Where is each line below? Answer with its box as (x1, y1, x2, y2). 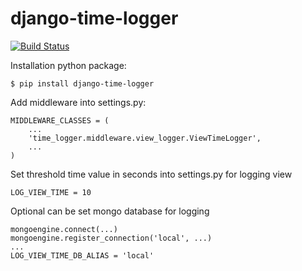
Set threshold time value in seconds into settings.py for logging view (10, 168, 293, 180)
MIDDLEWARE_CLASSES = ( (10, 115, 110, 126)
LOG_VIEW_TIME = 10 (10, 187, 92, 197)
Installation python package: (10, 59, 127, 71)
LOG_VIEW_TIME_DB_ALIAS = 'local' (10, 250, 155, 261)
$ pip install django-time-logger (10, 78, 155, 89)
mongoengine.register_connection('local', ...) (10, 233, 213, 243)
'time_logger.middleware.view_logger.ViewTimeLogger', (28, 133, 262, 143)
